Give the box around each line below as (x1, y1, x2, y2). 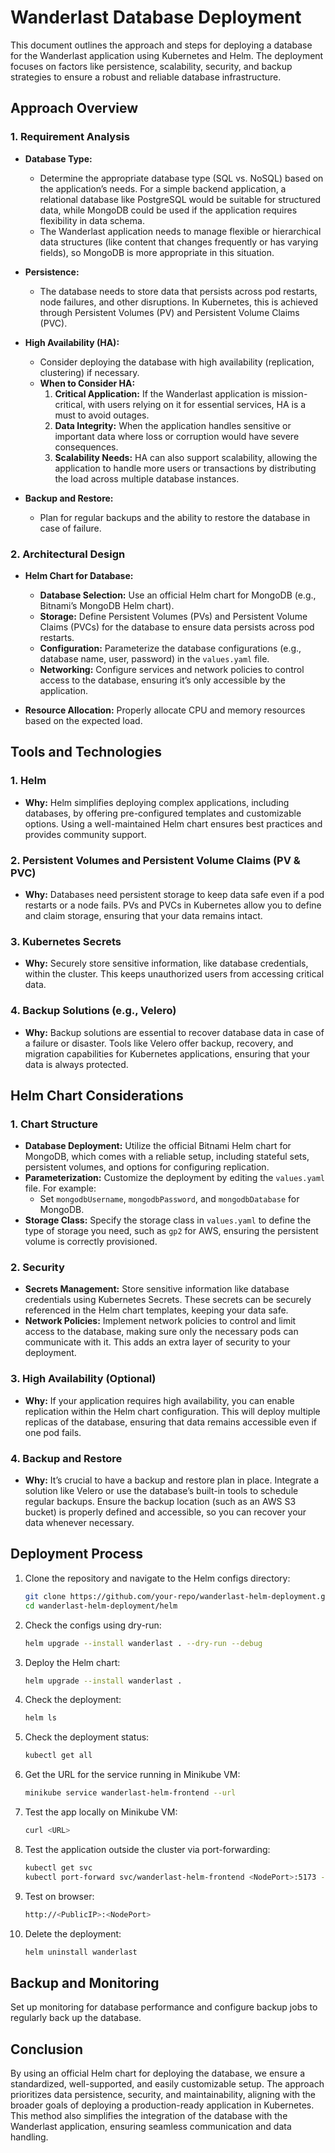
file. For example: (24, 1182, 97, 1195)
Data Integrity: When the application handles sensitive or (54, 419, 292, 431)
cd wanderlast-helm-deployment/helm (24, 1601, 178, 1611)
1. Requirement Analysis (10, 130, 130, 144)
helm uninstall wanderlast (24, 1947, 138, 1957)
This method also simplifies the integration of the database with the (10, 2110, 288, 2122)
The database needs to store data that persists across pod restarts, (39, 285, 318, 297)
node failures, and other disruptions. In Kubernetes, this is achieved (39, 296, 318, 308)
